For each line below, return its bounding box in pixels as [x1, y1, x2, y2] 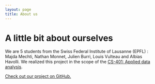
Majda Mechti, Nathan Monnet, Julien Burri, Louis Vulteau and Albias [5, 54, 142, 60]
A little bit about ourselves [5, 33, 113, 44]
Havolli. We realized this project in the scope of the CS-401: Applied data [5, 59, 151, 65]
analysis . [5, 64, 23, 70]
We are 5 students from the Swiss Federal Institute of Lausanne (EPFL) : [5, 49, 149, 54]
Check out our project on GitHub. [5, 73, 71, 79]
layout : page [5, 7, 31, 12]
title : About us [5, 12, 38, 17]
